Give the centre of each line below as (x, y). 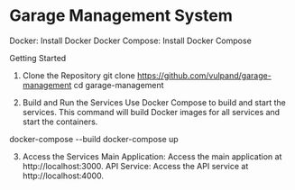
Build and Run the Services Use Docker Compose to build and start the (154, 102)
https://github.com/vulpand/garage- (204, 75)
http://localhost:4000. (63, 176)
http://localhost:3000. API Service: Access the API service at (135, 166)
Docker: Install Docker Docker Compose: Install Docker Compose (131, 41)
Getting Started (38, 58)
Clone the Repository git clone (78, 75)
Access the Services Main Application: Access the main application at (152, 156)
